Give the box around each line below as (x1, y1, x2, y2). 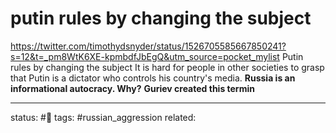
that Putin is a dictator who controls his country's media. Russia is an (10, 72, 296, 84)
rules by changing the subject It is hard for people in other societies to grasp (10, 61, 325, 73)
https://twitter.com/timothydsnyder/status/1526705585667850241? (10, 40, 287, 52)
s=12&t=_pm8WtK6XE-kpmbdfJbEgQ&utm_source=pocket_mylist (10, 50, 280, 62)
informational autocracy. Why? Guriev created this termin (10, 82, 255, 94)
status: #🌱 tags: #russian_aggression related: (10, 111, 197, 123)
